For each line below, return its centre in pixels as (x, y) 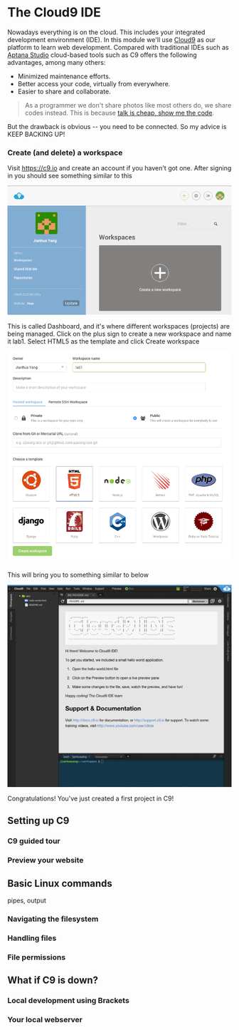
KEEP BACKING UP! (36, 134)
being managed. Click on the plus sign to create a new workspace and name (119, 334)
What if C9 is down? (53, 980)
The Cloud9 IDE (54, 12)
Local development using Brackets (68, 1001)
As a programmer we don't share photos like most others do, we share (128, 105)
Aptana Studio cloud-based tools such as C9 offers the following (102, 55)
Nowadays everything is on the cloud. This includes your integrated (106, 32)
